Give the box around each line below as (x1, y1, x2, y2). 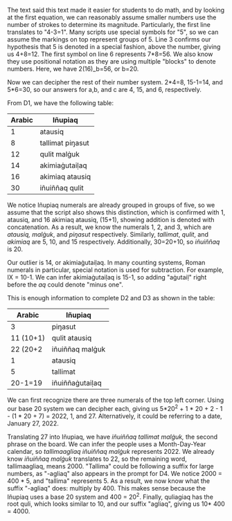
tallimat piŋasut (39, 138, 90, 147)
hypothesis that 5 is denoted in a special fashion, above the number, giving (7, 43, 221, 51)
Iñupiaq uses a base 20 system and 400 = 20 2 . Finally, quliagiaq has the (7, 491, 213, 501)
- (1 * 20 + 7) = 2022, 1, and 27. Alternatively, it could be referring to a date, (7, 412, 223, 420)
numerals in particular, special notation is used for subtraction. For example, (7, 266, 224, 274)
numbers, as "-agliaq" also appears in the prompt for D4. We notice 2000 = (7, 469, 223, 477)
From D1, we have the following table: (7, 99, 114, 107)
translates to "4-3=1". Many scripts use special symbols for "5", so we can (7, 28, 219, 36)
